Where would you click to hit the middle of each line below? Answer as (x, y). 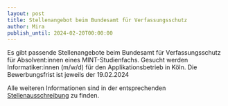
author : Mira (26, 26)
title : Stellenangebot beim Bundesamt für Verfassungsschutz (97, 20)
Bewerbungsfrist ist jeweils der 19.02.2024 (68, 75)
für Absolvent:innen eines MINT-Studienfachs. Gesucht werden (98, 60)
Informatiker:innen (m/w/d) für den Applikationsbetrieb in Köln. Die (102, 67)
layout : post (26, 14)
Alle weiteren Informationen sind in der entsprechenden (87, 88)
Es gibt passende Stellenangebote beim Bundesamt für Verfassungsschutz (114, 53)
